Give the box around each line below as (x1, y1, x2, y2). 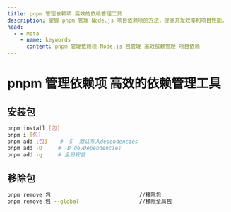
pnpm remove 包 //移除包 (7, 192, 162, 199)
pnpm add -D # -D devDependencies (7, 144, 122, 151)
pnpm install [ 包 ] (7, 125, 61, 132)
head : (7, 23, 23, 30)
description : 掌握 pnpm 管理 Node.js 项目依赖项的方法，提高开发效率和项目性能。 (7, 17, 227, 24)
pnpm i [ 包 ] (7, 131, 42, 138)
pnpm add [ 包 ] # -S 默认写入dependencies (7, 138, 138, 145)
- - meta (13, 30, 40, 37)
